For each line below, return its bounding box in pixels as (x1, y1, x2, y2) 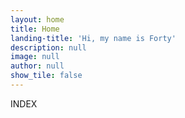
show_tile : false (10, 71, 83, 81)
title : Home (10, 24, 60, 34)
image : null (10, 52, 60, 62)
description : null (10, 42, 87, 53)
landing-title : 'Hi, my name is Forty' (10, 33, 177, 43)
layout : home (10, 14, 65, 25)
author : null (10, 61, 65, 71)
